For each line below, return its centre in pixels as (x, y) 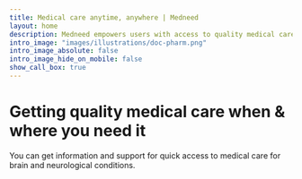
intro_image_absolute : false (64, 51)
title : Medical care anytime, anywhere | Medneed (104, 17)
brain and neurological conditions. (72, 165)
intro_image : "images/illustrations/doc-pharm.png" (108, 43)
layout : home (34, 26)
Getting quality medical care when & (147, 112)
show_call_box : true (48, 68)
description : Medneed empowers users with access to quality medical (142, 34)
